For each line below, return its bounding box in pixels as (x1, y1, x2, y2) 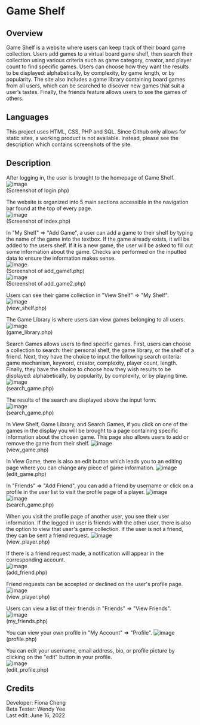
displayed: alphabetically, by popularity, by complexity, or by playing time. (6, 372, 188, 379)
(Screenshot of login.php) (6, 187, 70, 194)
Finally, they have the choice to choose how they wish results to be (6, 365, 171, 372)
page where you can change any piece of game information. (6, 464, 155, 471)
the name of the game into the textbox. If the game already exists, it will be (6, 235, 190, 242)
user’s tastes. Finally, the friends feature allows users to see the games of (6, 89, 187, 95)
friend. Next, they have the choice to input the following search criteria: (6, 353, 181, 360)
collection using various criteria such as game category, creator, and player (6, 57, 192, 63)
